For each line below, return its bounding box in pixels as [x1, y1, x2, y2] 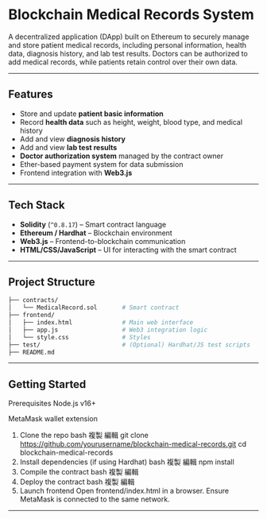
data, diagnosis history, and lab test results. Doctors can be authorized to [8, 48, 248, 58]
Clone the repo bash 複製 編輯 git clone [19, 431, 149, 440]
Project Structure [8, 275, 95, 289]
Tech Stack [8, 199, 65, 212]
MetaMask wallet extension [8, 414, 98, 424]
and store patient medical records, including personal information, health [8, 40, 247, 49]
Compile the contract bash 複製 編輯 [19, 467, 139, 477]
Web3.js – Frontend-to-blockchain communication [19, 236, 186, 246]
